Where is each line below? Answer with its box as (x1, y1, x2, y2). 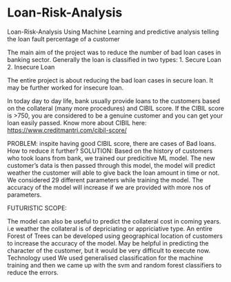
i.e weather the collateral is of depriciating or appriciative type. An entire (7, 224, 212, 232)
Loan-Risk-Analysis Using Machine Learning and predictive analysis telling (7, 28, 219, 36)
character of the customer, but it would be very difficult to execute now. (7, 246, 210, 254)
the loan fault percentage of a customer (7, 34, 121, 43)
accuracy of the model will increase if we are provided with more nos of (7, 183, 211, 191)
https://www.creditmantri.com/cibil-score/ (7, 126, 128, 134)
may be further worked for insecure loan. (7, 83, 124, 91)
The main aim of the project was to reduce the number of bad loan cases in (7, 48, 221, 56)
